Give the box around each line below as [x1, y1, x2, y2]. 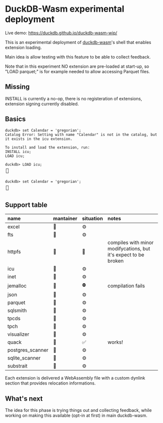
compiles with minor [107, 239, 154, 246]
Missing [5, 83, 30, 91]
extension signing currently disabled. [5, 101, 79, 107]
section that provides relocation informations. [5, 380, 96, 386]
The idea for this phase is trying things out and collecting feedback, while [5, 407, 152, 413]
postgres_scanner [7, 347, 49, 354]
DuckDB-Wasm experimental [5, 3, 125, 15]
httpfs [7, 249, 21, 255]
